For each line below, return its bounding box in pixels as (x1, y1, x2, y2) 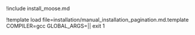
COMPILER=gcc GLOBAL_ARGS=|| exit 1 (6, 23, 105, 29)
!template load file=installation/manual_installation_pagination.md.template (6, 16, 189, 23)
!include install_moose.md (6, 5, 70, 12)
